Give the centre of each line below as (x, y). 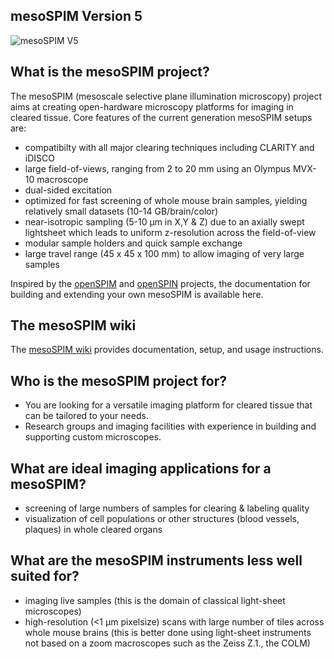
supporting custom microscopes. (93, 437)
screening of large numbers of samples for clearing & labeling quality (167, 508)
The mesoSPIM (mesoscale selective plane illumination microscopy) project (166, 96)
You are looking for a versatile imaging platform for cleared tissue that (168, 405)
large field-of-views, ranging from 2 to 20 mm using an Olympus (157, 168)
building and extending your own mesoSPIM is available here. (137, 294)
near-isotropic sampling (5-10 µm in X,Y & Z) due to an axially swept (164, 221)
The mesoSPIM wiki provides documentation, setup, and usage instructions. (167, 350)
